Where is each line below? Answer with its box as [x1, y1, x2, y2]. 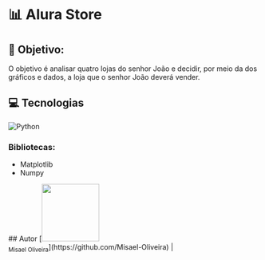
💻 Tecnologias [8, 97, 85, 110]
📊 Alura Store [8, 6, 102, 24]
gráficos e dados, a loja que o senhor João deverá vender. [8, 73, 200, 81]
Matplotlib [19, 160, 53, 169]
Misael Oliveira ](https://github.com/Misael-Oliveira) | [8, 242, 174, 254]
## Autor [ [8, 234, 42, 243]
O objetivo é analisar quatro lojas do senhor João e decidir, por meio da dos [8, 64, 258, 73]
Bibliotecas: [8, 141, 56, 152]
